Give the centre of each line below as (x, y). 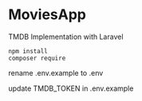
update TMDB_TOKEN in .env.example (71, 88)
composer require (37, 58)
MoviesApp (47, 15)
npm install (28, 51)
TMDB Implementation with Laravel (66, 37)
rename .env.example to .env (56, 72)
